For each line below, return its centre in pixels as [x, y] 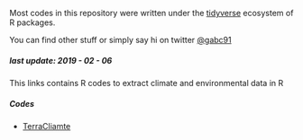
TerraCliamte [46, 126]
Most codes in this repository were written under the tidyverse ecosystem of [151, 13]
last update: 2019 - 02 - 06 [61, 60]
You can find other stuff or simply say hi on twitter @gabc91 [120, 40]
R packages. [32, 22]
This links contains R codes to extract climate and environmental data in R [147, 83]
